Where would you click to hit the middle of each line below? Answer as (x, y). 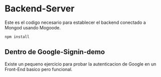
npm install (17, 37)
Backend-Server (39, 9)
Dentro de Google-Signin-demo (55, 52)
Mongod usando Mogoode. (33, 27)
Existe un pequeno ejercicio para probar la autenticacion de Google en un (80, 64)
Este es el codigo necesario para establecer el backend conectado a (75, 22)
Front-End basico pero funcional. (39, 69)
